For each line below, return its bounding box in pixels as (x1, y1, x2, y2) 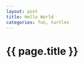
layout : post (6, 8, 38, 15)
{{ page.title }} (6, 44, 79, 58)
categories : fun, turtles (6, 19, 69, 25)
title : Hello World (6, 14, 54, 20)
